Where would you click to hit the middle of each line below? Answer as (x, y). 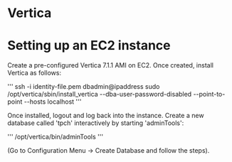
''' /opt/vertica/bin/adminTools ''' (56, 137)
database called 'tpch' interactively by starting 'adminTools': (96, 123)
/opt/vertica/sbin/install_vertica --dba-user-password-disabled (100, 94)
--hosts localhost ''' (53, 102)
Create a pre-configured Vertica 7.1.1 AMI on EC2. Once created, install (110, 65)
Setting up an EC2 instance (89, 46)
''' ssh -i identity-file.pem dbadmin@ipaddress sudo (84, 87)
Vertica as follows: (35, 73)
